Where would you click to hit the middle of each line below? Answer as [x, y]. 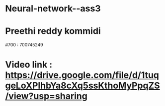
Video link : [29, 65]
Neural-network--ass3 [53, 9]
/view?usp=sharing [46, 96]
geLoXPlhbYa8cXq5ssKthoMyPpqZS [82, 86]
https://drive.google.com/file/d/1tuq [82, 75]
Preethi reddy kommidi [53, 31]
